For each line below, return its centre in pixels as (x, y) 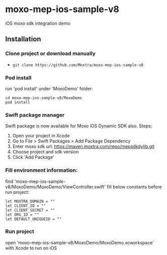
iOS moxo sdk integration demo (38, 23)
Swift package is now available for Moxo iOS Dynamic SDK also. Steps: (79, 126)
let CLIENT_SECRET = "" (30, 210)
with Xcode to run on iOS (31, 248)
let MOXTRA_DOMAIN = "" (30, 201)
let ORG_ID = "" (22, 215)
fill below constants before (134, 187)
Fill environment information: (41, 170)
